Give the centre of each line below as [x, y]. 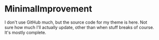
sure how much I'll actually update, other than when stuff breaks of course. [79, 27]
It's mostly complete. [25, 32]
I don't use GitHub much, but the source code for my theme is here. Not [76, 22]
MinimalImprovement [48, 9]
